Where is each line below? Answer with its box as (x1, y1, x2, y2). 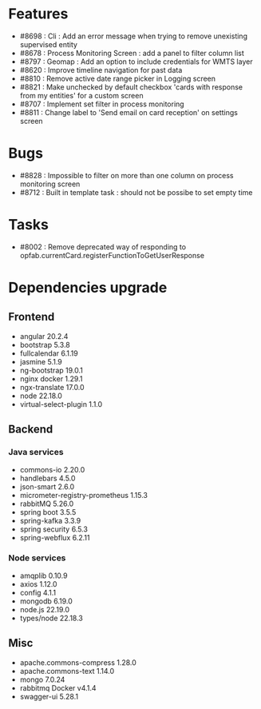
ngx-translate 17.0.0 (19, 382, 85, 392)
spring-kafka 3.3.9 (19, 516, 81, 525)
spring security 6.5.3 (19, 524, 88, 534)
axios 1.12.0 (19, 579, 57, 588)
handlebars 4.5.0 (19, 473, 76, 483)
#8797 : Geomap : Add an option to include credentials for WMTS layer (19, 57, 253, 66)
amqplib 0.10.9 (19, 571, 68, 580)
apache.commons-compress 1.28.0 (19, 657, 137, 667)
